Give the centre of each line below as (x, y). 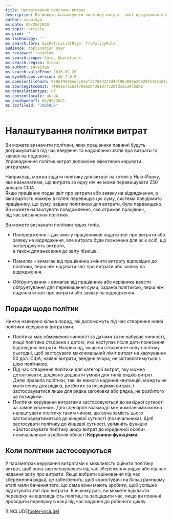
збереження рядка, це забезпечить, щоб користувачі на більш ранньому (85, 480)
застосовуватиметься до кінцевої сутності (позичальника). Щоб (83, 418)
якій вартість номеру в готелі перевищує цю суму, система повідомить (84, 198)
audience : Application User (35, 48)
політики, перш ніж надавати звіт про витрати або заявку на (79, 267)
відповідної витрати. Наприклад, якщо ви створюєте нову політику (86, 347)
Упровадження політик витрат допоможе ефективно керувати (73, 162)
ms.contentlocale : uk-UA (32, 96)
